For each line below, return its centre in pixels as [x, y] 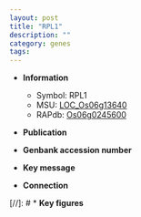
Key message [49, 168]
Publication [45, 132]
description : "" [40, 35]
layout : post [34, 18]
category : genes [40, 43]
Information [45, 77]
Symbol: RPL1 [61, 96]
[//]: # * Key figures [46, 203]
